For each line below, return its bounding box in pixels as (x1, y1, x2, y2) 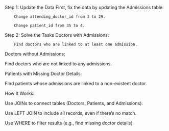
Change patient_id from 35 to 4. (14, 23, 85, 28)
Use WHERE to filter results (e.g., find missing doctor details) (5, 120, 133, 126)
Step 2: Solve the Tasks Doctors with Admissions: (5, 32, 109, 38)
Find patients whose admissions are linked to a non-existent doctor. (5, 81, 147, 86)
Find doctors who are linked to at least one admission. (14, 42, 138, 47)
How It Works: (5, 90, 35, 96)
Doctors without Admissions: (5, 51, 65, 57)
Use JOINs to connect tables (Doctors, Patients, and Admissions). (5, 100, 143, 106)
